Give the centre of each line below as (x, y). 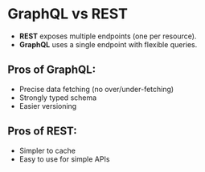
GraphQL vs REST (68, 14)
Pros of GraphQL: (52, 70)
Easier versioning (48, 106)
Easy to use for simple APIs (64, 159)
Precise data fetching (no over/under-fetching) (96, 89)
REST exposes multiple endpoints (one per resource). (108, 36)
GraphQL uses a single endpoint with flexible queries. (108, 44)
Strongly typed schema (58, 98)
